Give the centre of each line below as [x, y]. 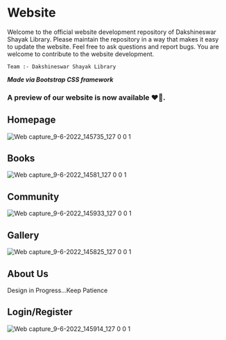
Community [33, 196]
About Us [28, 274]
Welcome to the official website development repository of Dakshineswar [112, 32]
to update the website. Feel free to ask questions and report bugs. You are [113, 46]
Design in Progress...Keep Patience [58, 290]
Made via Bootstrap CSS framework [60, 79]
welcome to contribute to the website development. [81, 54]
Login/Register [40, 312]
